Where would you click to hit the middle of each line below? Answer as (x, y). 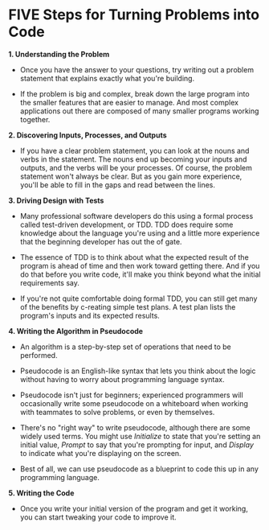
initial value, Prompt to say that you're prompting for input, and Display (137, 445)
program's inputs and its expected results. (90, 315)
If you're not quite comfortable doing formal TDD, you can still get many (139, 298)
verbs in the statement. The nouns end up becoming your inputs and (133, 159)
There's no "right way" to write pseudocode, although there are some (135, 427)
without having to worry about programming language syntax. (122, 379)
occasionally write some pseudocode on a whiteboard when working (134, 403)
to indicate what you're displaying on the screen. (101, 453)
